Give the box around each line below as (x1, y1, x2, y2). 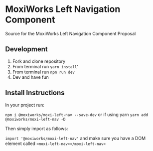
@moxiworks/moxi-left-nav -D (5, 117, 66, 122)
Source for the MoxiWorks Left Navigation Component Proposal (5, 30, 136, 36)
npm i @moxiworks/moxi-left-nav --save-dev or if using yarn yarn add (5, 111, 149, 118)
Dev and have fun (12, 74, 49, 80)
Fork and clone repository (12, 58, 66, 64)
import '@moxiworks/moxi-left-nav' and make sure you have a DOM (5, 135, 146, 141)
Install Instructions (5, 89, 65, 97)
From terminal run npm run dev (12, 69, 75, 75)
